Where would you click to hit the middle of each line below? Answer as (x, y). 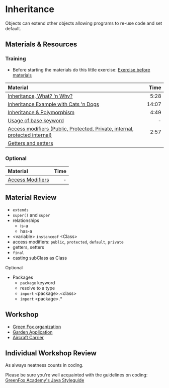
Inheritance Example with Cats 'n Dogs (54, 104)
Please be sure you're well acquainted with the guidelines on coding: (76, 375)
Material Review (31, 198)
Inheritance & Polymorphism (41, 112)
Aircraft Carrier (28, 337)
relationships (26, 220)
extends (20, 210)
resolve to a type (37, 288)
